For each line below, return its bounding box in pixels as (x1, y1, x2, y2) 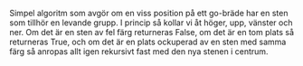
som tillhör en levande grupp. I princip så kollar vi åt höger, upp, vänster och (9, 17, 293, 28)
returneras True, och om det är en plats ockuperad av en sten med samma (9, 36, 287, 47)
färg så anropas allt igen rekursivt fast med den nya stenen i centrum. (9, 46, 269, 57)
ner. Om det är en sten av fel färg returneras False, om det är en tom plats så (9, 27, 295, 37)
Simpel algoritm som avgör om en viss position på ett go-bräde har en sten (9, 8, 289, 18)
